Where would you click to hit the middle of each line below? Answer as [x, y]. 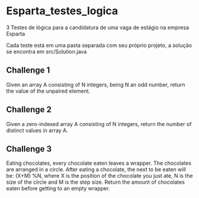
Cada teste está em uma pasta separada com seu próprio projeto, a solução [99, 45]
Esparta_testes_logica [62, 11]
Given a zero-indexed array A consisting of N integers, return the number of [99, 124]
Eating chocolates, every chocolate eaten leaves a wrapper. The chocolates [99, 163]
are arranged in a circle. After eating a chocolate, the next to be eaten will [96, 169]
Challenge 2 [29, 110]
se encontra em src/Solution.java [47, 51]
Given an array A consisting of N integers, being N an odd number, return [96, 84]
